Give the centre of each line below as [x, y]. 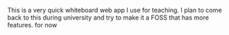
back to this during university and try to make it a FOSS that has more [108, 17]
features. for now [32, 25]
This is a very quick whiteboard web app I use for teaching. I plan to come [114, 10]
